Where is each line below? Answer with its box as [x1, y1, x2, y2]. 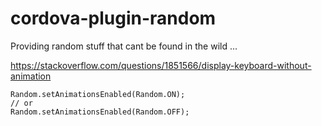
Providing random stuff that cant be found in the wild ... [10, 40, 238, 52]
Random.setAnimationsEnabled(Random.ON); [10, 89, 186, 99]
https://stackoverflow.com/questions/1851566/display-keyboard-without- [10, 59, 312, 71]
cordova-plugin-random [10, 7, 217, 30]
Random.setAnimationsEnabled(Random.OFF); [10, 107, 190, 117]
